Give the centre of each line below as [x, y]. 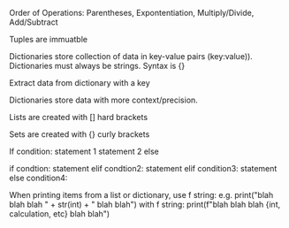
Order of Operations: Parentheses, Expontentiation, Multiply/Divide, [132, 13]
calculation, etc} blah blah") [60, 214]
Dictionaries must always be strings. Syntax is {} [97, 66]
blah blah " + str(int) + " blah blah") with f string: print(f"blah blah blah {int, [145, 204]
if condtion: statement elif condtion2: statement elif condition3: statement [143, 168]
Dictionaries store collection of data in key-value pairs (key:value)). [131, 56]
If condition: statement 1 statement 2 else [84, 151]
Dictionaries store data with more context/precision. [104, 100]
